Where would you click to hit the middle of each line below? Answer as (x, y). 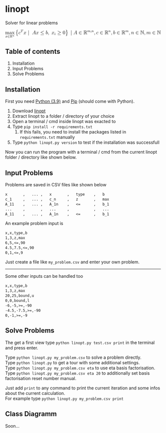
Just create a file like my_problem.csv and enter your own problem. (72, 262)
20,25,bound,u (20, 296)
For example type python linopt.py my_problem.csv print (64, 398)
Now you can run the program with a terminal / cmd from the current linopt (81, 152)
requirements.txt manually (47, 137)
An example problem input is (34, 223)
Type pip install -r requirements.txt (52, 127)
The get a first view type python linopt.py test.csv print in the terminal (80, 343)
